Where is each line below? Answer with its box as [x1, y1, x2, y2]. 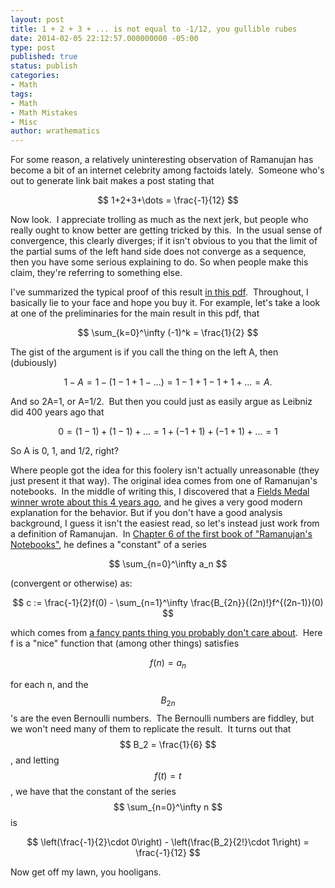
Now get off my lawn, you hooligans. [10, 866, 162, 878]
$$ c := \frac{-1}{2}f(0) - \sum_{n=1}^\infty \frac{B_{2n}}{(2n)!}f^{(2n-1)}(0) [12, 597, 324, 609]
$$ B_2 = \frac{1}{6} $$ [119, 738, 217, 750]
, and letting [10, 754, 60, 766]
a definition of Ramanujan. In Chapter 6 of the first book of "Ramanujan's [10, 528, 313, 540]
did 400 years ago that [10, 406, 105, 418]
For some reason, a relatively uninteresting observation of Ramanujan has [10, 154, 314, 166]
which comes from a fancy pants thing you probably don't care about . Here [10, 627, 323, 639]
